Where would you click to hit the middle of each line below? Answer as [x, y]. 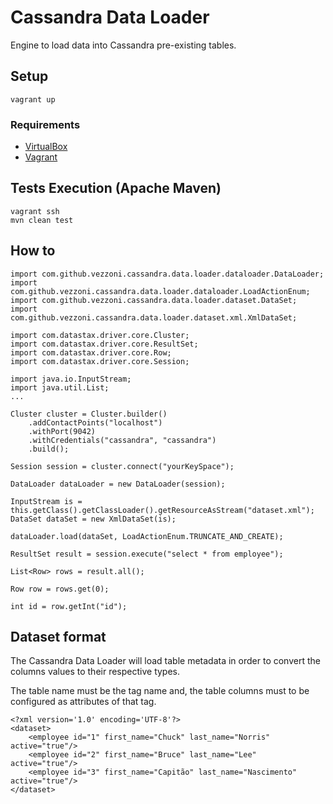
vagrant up [33, 99]
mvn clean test [42, 220]
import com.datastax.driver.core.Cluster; [100, 335]
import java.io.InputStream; [71, 379]
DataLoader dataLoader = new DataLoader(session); [118, 484]
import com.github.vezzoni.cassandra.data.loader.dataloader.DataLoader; [167, 274]
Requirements [45, 124]
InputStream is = [46, 501]
